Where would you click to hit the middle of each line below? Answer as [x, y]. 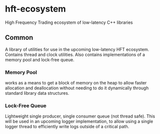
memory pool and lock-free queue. [40, 60]
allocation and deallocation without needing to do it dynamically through [77, 88]
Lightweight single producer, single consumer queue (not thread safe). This [80, 116]
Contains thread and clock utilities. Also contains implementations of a [75, 54]
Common [19, 38]
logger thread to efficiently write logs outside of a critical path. [67, 127]
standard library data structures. [37, 93]
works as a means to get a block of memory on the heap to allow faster [76, 83]
